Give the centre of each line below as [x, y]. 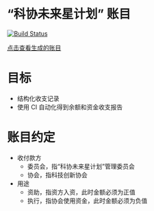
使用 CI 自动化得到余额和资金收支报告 [70, 107]
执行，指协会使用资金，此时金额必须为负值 [87, 201]
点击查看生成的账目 [34, 47]
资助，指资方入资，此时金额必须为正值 [81, 192]
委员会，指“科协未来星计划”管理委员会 [81, 166]
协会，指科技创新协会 [57, 175]
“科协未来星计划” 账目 [69, 14]
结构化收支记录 [38, 98]
